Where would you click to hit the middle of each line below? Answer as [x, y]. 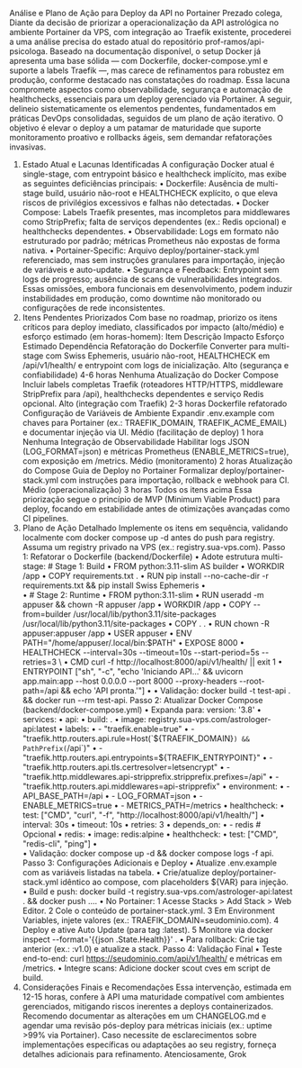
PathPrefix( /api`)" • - [62, 748]
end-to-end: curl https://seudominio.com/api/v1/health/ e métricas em [152, 959]
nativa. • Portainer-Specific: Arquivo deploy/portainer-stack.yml [141, 250]
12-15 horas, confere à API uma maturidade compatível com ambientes [153, 997]
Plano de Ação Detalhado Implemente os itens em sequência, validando [155, 528]
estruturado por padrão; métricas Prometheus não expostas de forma [151, 241]
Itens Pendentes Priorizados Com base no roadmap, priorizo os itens [150, 317]
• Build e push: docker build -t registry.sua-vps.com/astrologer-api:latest [157, 892]
